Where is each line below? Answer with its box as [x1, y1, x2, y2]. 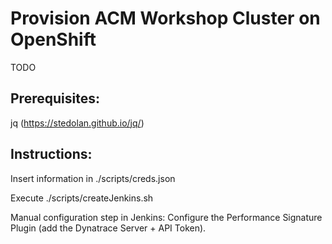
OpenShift [10, 28, 97, 51]
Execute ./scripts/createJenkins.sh [10, 192, 154, 204]
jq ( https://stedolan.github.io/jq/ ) [10, 117, 145, 129]
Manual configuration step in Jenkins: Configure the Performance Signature [10, 211, 323, 223]
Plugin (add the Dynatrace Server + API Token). [10, 222, 207, 234]
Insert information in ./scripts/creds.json [10, 172, 176, 184]
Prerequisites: [10, 90, 100, 107]
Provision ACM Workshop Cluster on [10, 7, 321, 30]
